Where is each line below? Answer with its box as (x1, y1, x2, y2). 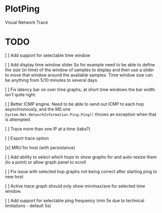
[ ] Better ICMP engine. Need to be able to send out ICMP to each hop (5, 101, 144, 107)
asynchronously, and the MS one (5, 106, 71, 112)
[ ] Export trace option (5, 135, 49, 141)
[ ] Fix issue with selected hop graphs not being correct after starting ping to (5, 168, 157, 174)
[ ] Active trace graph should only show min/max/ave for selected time (5, 183, 146, 189)
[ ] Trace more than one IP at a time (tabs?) (5, 126, 91, 132)
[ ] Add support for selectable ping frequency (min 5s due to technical (5, 198, 145, 203)
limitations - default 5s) (5, 202, 52, 209)
